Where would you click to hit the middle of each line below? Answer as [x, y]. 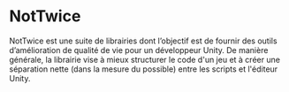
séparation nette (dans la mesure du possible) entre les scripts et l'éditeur [144, 69]
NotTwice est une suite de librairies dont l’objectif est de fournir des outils [143, 41]
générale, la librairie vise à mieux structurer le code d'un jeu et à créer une [145, 59]
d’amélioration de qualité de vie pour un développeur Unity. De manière [139, 50]
